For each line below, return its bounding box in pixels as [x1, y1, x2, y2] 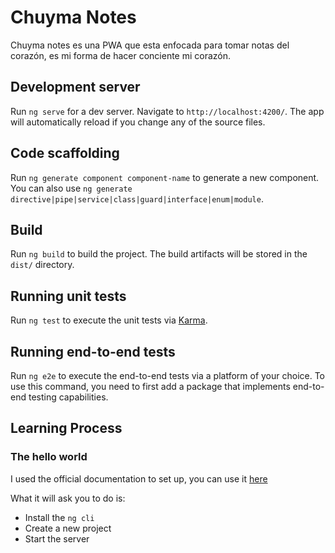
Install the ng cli [24, 511, 95, 523]
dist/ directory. [10, 259, 75, 271]
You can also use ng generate [10, 182, 133, 194]
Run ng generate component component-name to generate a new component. [10, 171, 320, 183]
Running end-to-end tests [10, 343, 176, 360]
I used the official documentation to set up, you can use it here [10, 472, 268, 485]
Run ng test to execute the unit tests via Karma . [10, 314, 208, 326]
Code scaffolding [10, 145, 120, 162]
